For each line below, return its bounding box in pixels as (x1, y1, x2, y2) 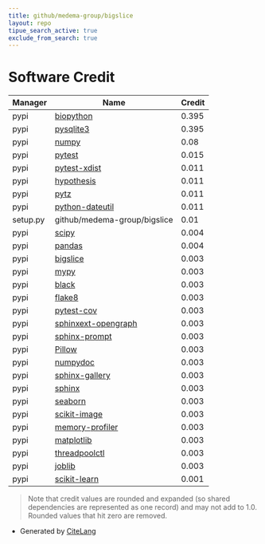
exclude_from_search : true (8, 34, 98, 42)
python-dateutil (54, 201, 115, 212)
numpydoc (54, 357, 95, 368)
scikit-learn (54, 474, 99, 485)
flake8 (54, 292, 79, 303)
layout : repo (8, 19, 52, 27)
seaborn (54, 396, 86, 407)
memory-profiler (54, 422, 119, 433)
